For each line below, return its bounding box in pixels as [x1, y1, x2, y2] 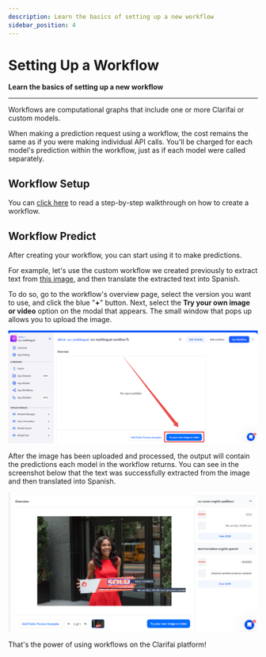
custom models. [8, 113, 61, 123]
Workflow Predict [8, 230, 97, 243]
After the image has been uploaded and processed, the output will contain [8, 451, 251, 461]
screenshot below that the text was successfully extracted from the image [8, 468, 251, 478]
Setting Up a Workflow [8, 56, 160, 74]
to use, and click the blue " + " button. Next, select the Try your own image [8, 298, 251, 308]
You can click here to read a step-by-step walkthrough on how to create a [8, 198, 249, 207]
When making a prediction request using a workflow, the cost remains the [8, 129, 249, 139]
